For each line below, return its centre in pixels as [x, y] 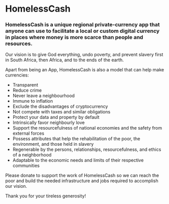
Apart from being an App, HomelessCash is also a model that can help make [85, 70]
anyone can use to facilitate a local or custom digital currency [82, 31]
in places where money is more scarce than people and [74, 37]
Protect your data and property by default [56, 117]
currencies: [17, 75]
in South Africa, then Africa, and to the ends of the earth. [65, 60]
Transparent [25, 85]
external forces [28, 133]
